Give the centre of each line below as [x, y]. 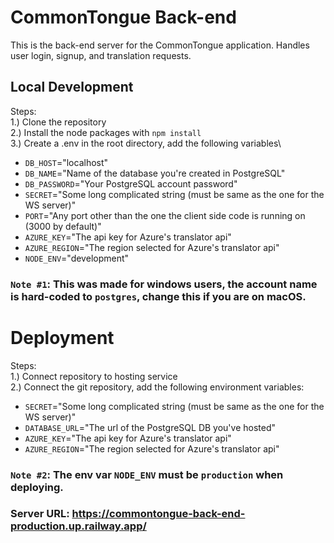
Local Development [72, 87]
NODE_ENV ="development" [77, 258]
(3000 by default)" [63, 226]
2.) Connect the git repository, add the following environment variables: [157, 387]
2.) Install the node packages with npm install [106, 132]
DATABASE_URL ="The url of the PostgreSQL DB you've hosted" [150, 427]
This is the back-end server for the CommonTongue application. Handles [160, 45]
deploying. [37, 487]
